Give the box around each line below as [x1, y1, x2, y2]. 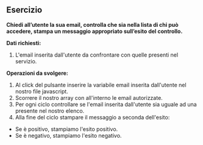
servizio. [15, 57, 37, 65]
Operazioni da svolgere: [6, 69, 69, 77]
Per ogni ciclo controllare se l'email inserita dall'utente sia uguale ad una [15, 101, 197, 108]
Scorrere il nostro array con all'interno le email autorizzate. [15, 94, 163, 101]
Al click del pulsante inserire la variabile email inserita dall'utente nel [15, 81, 187, 88]
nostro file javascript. [15, 88, 68, 95]
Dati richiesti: [6, 39, 41, 46]
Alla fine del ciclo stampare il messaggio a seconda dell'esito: [15, 113, 170, 121]
